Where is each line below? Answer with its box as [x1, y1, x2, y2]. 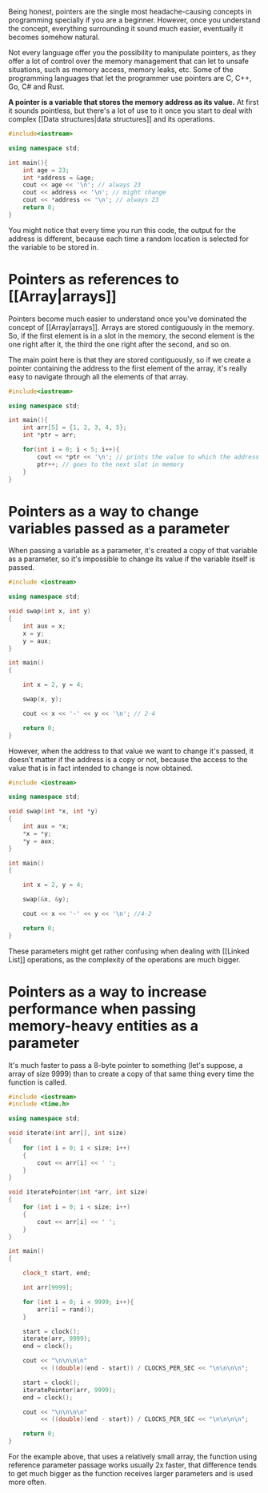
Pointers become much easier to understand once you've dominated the [8, 314, 247, 323]
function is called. [8, 1077, 67, 1087]
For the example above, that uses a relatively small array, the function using [8, 1452, 258, 1462]
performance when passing [8, 1000, 196, 1017]
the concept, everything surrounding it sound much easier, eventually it [8, 24, 244, 33]
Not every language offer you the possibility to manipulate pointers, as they [8, 48, 257, 57]
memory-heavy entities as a [8, 1017, 198, 1035]
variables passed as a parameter [8, 520, 230, 537]
